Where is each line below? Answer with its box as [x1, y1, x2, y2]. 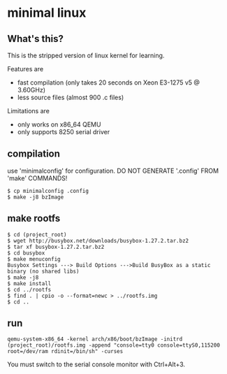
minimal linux [7, 5, 87, 21]
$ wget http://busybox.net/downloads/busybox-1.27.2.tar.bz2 [7, 237, 189, 244]
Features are [7, 65, 44, 73]
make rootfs [7, 213, 61, 224]
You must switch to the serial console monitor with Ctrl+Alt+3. [7, 360, 186, 368]
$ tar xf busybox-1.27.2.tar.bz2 [7, 243, 105, 250]
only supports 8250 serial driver [17, 128, 110, 136]
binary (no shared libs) [7, 268, 80, 275]
